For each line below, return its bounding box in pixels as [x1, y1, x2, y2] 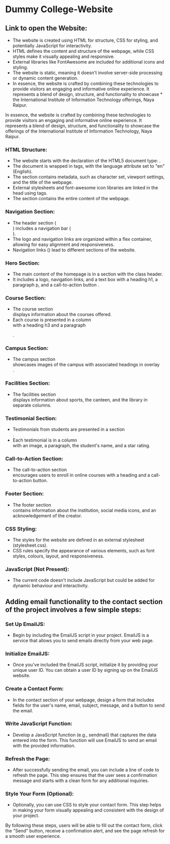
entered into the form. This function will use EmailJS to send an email [12, 737, 157, 743]
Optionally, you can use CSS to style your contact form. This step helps [12, 802, 161, 808]
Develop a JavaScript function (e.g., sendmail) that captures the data [12, 732, 157, 738]
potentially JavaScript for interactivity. [12, 43, 92, 49]
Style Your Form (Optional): [5, 790, 74, 797]
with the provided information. [12, 742, 76, 748]
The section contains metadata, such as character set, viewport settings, [12, 174, 165, 180]
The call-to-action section [12, 466, 67, 473]
